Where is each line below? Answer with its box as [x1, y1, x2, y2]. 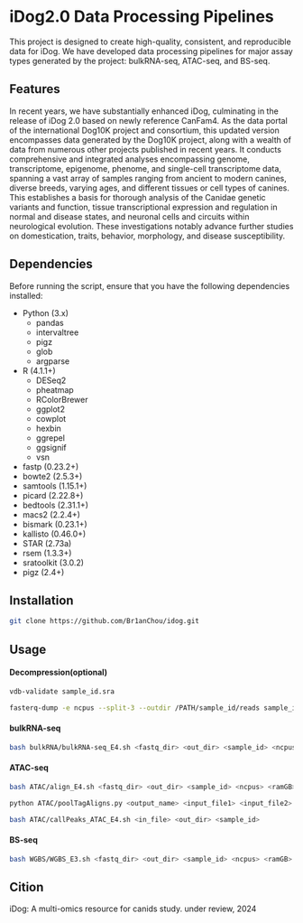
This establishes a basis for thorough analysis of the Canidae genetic [9, 191, 266, 202]
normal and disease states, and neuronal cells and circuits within [9, 210, 250, 222]
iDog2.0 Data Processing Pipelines [9, 6, 275, 27]
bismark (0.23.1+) [22, 518, 87, 529]
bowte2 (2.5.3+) [22, 471, 83, 481]
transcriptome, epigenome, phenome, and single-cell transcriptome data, [9, 163, 282, 173]
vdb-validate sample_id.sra [9, 686, 115, 696]
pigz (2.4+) [22, 566, 65, 577]
